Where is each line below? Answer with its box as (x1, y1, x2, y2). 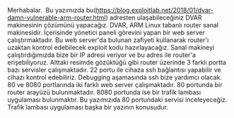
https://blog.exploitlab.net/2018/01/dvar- (95, 6, 214, 14)
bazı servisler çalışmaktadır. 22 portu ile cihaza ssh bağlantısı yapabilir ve (7, 66, 221, 74)
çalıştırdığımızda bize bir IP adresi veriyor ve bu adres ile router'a (7, 51, 197, 59)
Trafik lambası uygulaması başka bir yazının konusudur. (7, 103, 168, 111)
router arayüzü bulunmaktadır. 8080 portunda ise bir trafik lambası (7, 88, 201, 96)
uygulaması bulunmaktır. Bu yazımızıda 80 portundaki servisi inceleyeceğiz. (7, 96, 228, 104)
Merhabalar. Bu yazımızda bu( (7, 6, 97, 14)
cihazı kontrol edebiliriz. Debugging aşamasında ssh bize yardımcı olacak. (7, 73, 223, 81)
